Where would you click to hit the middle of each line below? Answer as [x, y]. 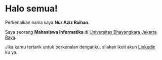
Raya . [11, 37]
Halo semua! [31, 9]
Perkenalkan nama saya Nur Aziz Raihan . [47, 22]
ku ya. [11, 52]
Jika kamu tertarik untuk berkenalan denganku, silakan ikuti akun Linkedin [80, 47]
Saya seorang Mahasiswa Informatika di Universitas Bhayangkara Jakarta [81, 32]
